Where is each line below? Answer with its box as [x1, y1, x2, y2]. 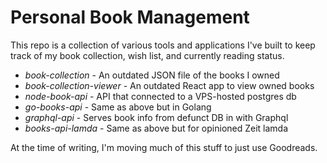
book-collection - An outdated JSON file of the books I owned [24, 69, 280, 81]
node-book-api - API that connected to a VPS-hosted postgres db [24, 90, 297, 102]
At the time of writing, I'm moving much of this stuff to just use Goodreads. [10, 141, 318, 153]
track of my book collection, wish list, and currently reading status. [10, 49, 285, 61]
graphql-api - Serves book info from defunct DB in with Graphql [24, 111, 289, 123]
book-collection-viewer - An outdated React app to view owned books [24, 79, 315, 91]
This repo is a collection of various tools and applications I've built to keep [10, 39, 316, 51]
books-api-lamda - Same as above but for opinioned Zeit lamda [24, 122, 289, 134]
